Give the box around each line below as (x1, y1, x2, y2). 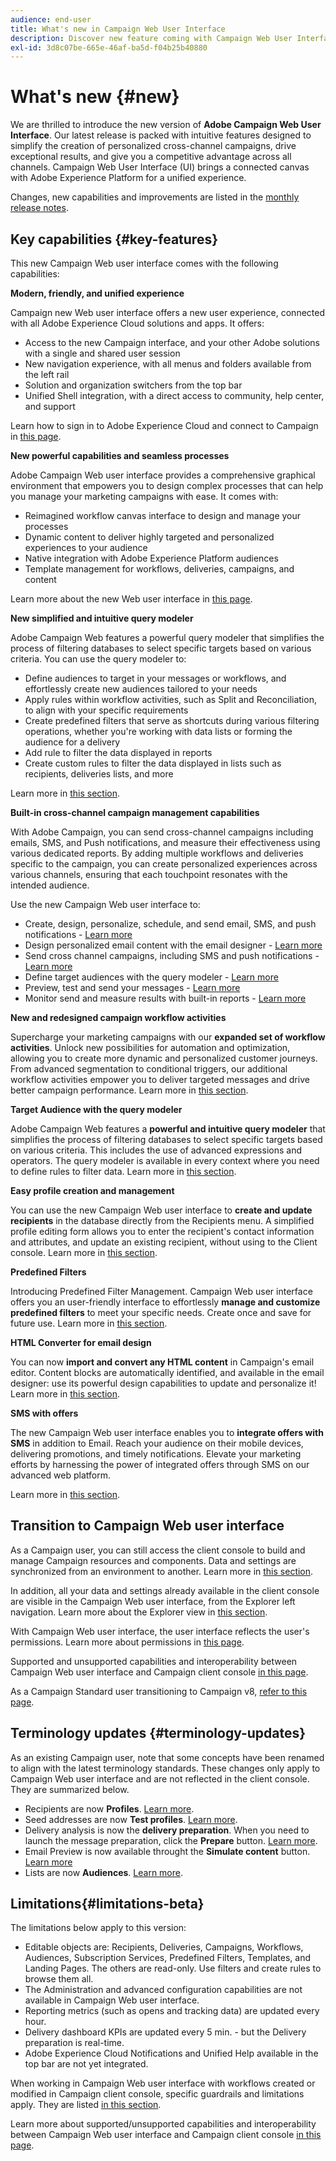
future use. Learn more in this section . (10, 1317, 168, 1329)
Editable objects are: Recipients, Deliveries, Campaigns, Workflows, (24, 1941, 304, 1953)
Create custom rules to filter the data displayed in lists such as (24, 757, 282, 769)
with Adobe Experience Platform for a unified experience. (10, 172, 247, 184)
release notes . (10, 202, 69, 214)
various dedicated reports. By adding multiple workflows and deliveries (10, 847, 304, 859)
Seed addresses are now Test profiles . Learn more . (24, 1813, 238, 1825)
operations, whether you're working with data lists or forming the (24, 726, 293, 737)
